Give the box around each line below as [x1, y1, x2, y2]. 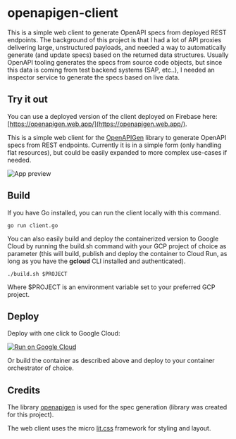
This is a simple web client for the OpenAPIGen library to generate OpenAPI [7, 133, 227, 141]
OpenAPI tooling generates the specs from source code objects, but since [7, 58, 223, 66]
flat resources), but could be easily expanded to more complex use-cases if [7, 148, 228, 156]
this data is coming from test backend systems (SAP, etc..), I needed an [7, 65, 215, 74]
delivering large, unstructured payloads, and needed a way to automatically [7, 43, 227, 51]
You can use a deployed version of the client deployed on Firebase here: [7, 112, 218, 120]
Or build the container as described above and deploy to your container [7, 357, 215, 365]
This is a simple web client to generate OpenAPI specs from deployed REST [7, 28, 227, 37]
